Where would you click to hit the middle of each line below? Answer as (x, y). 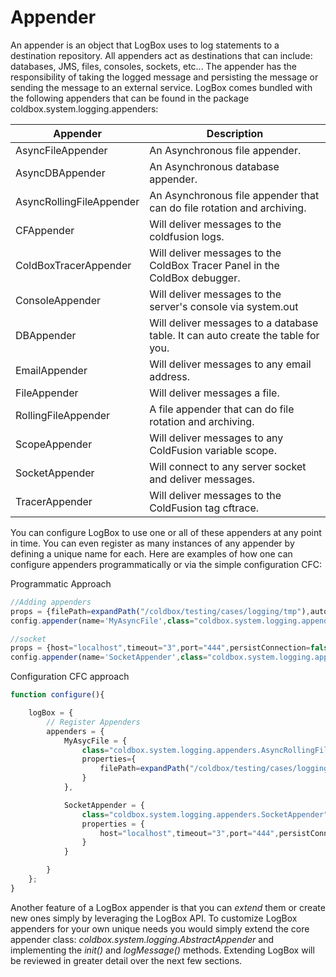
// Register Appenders (93, 722)
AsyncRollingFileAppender (77, 201)
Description (235, 133)
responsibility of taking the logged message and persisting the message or (164, 77)
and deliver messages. (202, 479)
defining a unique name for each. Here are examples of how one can (151, 553)
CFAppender (45, 230)
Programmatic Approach (61, 583)
